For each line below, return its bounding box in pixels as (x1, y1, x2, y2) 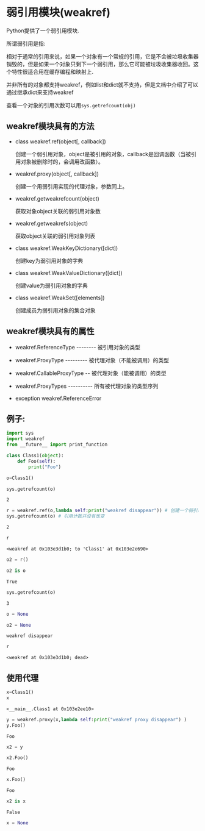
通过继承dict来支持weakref (6, 88, 74, 96)
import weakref (6, 436, 45, 442)
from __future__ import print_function (6, 441, 108, 448)
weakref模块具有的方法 (6, 121, 95, 132)
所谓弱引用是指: (6, 40, 46, 47)
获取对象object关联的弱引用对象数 (15, 207, 101, 215)
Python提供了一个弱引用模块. (6, 27, 79, 34)
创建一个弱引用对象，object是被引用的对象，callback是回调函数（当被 (15, 150, 191, 157)
